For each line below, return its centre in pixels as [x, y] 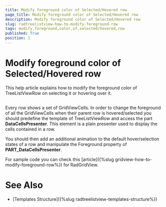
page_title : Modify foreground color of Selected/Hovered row [72, 15]
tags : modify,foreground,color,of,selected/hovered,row [65, 29]
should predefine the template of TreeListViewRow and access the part [79, 119]
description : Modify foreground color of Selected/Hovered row [73, 19]
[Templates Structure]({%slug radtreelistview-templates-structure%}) [85, 199]
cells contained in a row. [30, 129]
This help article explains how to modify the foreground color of [71, 88]
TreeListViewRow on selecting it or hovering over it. [59, 93]
